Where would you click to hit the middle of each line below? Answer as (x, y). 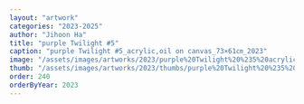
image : (22, 60)
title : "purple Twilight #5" (64, 43)
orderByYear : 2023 (44, 85)
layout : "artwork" (44, 18)
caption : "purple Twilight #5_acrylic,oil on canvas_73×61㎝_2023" (138, 52)
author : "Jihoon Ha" (48, 34)
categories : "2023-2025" (56, 26)
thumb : (22, 69)
